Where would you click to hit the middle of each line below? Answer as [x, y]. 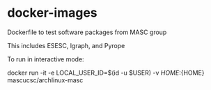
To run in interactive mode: [46, 59]
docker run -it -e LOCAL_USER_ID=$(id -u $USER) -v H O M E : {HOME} [106, 73]
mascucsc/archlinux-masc [45, 80]
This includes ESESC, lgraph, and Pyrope [66, 45]
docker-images [52, 13]
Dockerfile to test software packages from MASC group [87, 32]
